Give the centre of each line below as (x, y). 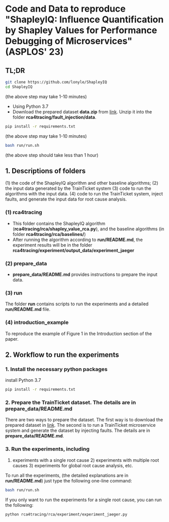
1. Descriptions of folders (45, 171)
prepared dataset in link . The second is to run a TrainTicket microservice (80, 425)
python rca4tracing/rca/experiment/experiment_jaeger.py (66, 514)
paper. (12, 339)
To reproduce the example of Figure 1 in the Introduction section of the (79, 333)
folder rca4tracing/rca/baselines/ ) (49, 234)
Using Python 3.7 (31, 106)
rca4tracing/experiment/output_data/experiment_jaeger (73, 250)
